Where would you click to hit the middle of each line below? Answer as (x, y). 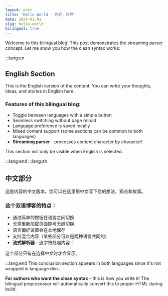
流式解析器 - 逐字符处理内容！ (43, 243)
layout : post (19, 10)
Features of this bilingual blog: (43, 104)
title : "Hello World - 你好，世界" (41, 15)
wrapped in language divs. (33, 269)
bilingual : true (22, 29)
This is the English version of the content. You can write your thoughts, (78, 85)
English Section (30, 74)
